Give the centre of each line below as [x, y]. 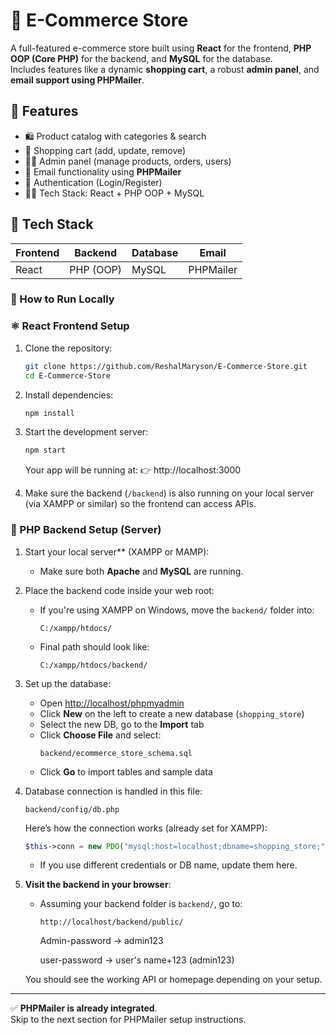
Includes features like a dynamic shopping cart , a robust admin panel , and [165, 69]
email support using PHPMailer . [77, 80]
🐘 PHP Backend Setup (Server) [86, 530]
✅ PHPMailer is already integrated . [84, 1008]
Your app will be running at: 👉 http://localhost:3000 [133, 470]
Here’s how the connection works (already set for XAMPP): [146, 828]
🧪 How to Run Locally [62, 299]
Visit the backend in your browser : [98, 885]
